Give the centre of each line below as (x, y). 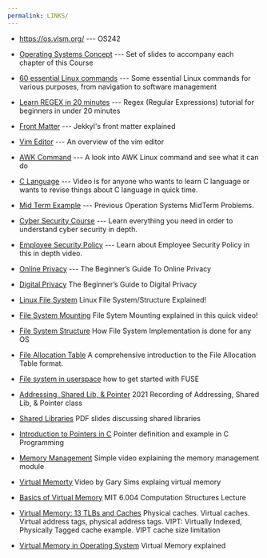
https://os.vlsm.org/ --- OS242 (70, 38)
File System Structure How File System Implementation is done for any (135, 331)
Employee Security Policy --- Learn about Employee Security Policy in (134, 244)
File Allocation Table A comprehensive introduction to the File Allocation (137, 355)
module (32, 466)
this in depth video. (51, 253)
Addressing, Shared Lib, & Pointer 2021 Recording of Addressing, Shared (139, 394)
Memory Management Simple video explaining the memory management (139, 458)
